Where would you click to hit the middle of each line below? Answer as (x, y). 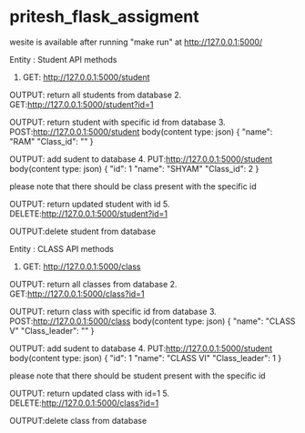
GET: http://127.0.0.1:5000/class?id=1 (77, 294)
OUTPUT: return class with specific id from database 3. (113, 311)
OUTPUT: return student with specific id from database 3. (117, 122)
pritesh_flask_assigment (104, 17)
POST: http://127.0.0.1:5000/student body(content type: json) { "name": (141, 131)
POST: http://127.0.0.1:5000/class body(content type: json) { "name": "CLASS (152, 321)
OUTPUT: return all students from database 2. (96, 95)
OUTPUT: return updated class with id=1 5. (90, 393)
